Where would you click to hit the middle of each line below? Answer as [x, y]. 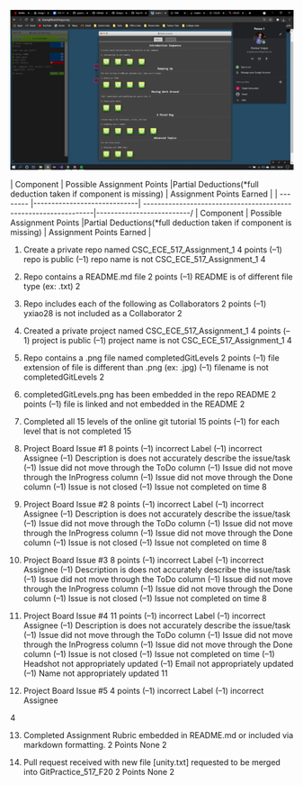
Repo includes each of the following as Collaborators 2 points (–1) [145, 304]
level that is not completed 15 [77, 431]
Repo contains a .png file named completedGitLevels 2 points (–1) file [151, 358]
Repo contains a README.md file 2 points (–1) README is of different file [158, 277]
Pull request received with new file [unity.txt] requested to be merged [152, 762]
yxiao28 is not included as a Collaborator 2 [102, 313]
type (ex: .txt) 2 [52, 286]
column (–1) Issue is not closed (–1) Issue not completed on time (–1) [149, 653]
